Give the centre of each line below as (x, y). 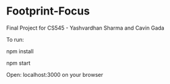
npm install (20, 51)
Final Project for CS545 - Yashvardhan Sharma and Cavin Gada (85, 28)
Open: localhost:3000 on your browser (55, 74)
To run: (15, 39)
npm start (19, 63)
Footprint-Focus (48, 11)
